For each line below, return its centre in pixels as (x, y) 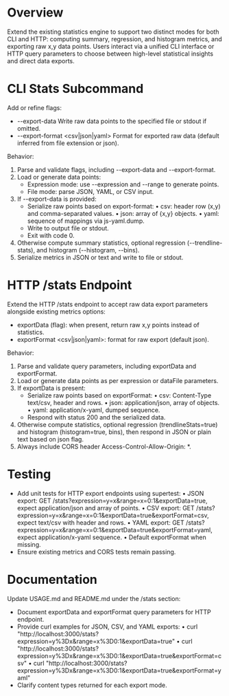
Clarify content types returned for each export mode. (92, 685)
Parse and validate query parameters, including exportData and (107, 366)
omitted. (29, 128)
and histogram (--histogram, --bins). (88, 250)
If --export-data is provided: (57, 199)
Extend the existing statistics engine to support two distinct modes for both (113, 32)
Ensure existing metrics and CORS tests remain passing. (96, 552)
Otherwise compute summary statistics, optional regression (101, 243)
